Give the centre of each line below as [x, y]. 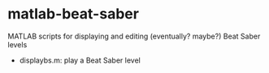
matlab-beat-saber [74, 14]
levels [17, 44]
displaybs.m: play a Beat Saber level [80, 60]
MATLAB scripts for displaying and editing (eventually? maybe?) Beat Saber [134, 36]
